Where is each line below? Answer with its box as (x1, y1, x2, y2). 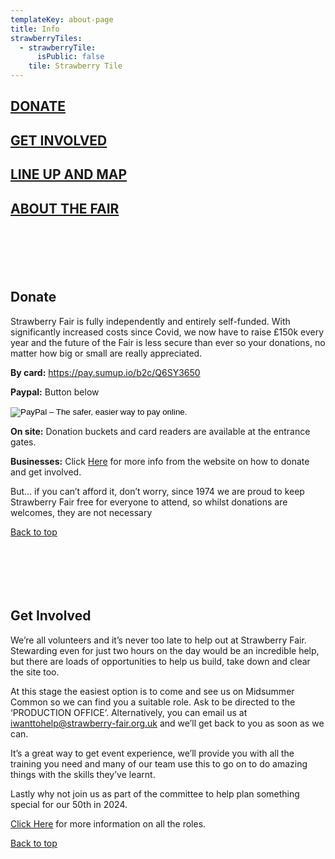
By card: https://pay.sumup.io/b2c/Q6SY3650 (10, 366, 201, 378)
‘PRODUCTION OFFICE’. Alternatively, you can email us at (10, 706, 248, 718)
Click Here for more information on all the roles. (10, 817, 207, 830)
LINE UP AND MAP (10, 166, 128, 183)
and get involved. (10, 466, 82, 478)
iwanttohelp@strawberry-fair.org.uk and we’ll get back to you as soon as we (10, 717, 325, 729)
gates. (10, 436, 37, 448)
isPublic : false (36, 52, 105, 62)
